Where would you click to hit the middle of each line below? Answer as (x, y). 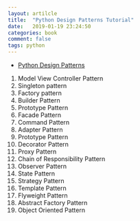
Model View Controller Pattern (60, 78)
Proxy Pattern (37, 151)
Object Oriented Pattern (51, 210)
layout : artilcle (33, 13)
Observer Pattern (42, 166)
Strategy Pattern (41, 181)
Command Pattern (44, 122)
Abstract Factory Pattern (52, 203)
